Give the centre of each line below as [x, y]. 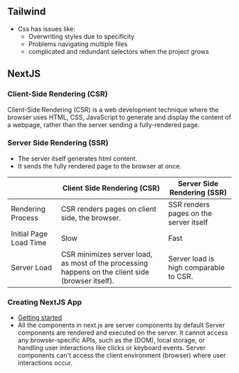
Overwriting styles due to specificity [81, 36]
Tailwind [27, 12]
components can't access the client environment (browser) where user [122, 355]
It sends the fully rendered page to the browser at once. [100, 166]
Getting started [40, 318]
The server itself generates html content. [77, 158]
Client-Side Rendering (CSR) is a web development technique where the [113, 109]
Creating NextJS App [45, 302]
